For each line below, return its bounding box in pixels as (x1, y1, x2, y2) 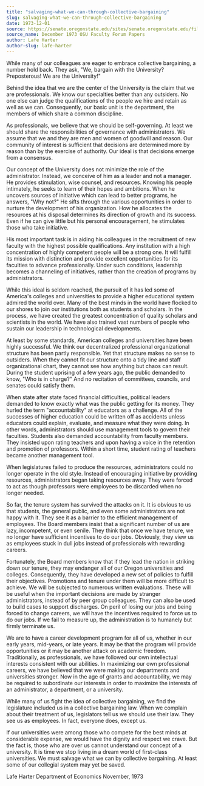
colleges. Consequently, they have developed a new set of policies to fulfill (6, 570, 194, 578)
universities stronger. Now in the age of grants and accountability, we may (6, 672, 192, 680)
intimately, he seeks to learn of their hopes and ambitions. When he (6, 185, 175, 192)
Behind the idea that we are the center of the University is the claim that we (6, 84, 195, 91)
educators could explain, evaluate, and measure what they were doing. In (6, 419, 189, 426)
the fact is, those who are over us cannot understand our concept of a (6, 742, 182, 749)
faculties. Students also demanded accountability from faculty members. (6, 432, 189, 439)
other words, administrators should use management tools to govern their (6, 426, 191, 433)
